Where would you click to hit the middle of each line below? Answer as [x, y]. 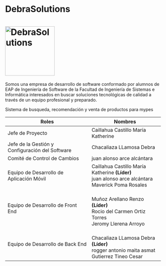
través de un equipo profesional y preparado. [51, 100]
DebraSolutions [38, 9]
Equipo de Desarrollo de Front [42, 205]
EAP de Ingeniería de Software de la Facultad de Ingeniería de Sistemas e [80, 89]
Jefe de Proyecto [28, 133]
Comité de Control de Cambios [43, 158]
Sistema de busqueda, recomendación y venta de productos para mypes [79, 110]
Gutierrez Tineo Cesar [117, 257]
